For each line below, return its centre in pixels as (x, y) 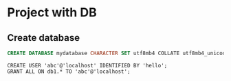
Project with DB (52, 13)
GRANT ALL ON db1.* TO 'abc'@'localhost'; (69, 71)
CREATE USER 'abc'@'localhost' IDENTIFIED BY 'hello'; (87, 65)
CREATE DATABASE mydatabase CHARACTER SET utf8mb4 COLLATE (93, 53)
